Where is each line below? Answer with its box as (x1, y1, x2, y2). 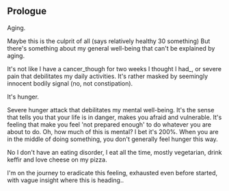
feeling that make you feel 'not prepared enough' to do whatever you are (7, 120, 212, 129)
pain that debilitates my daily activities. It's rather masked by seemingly (7, 72, 208, 80)
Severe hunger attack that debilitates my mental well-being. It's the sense (7, 105, 215, 114)
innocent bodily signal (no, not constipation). (7, 79, 133, 88)
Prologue (7, 5, 46, 17)
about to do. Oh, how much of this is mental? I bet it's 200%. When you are (7, 127, 219, 136)
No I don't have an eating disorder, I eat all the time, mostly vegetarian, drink (7, 148, 222, 156)
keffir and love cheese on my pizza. (7, 155, 107, 164)
